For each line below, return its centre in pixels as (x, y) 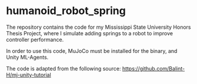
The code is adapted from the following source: (64, 68)
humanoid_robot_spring (66, 11)
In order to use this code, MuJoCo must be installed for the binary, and (92, 51)
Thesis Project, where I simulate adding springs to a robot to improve (90, 33)
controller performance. (35, 39)
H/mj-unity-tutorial (29, 75)
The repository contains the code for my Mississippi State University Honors (98, 27)
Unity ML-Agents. (27, 57)
